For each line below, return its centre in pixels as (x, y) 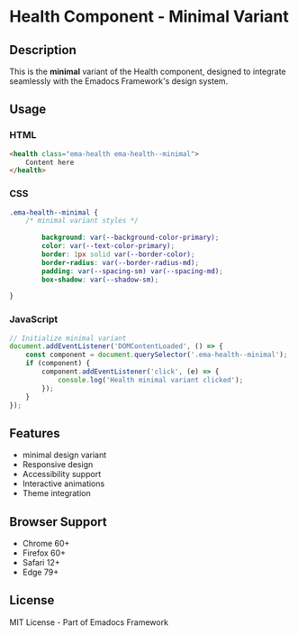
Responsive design (58, 465)
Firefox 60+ (44, 553)
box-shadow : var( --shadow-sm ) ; (100, 280)
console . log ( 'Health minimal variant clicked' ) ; (150, 380)
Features (35, 433)
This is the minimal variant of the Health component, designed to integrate (148, 71)
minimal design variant (64, 455)
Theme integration (57, 493)
